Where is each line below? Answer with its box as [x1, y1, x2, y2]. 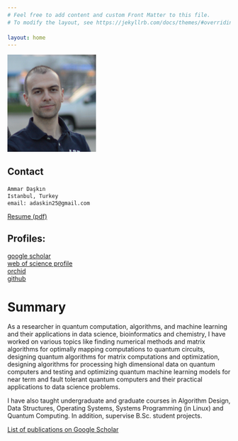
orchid [7, 266, 26, 275]
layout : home [7, 34, 46, 41]
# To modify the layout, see [7, 18, 93, 26]
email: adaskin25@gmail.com [7, 200, 91, 207]
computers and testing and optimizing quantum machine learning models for [7, 368, 231, 376]
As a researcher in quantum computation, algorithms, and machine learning [7, 322, 228, 331]
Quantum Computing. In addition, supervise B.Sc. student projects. [7, 412, 203, 420]
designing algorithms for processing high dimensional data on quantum [7, 360, 215, 369]
